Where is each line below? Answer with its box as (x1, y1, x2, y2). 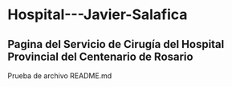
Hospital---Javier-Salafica (7, 6, 188, 24)
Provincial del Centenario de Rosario (7, 49, 193, 63)
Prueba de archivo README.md (7, 71, 112, 81)
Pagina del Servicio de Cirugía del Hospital (7, 38, 225, 51)
